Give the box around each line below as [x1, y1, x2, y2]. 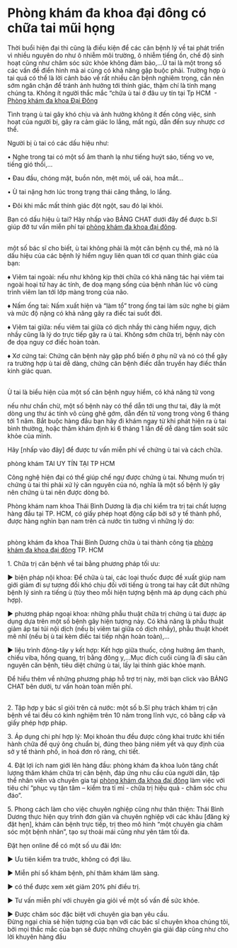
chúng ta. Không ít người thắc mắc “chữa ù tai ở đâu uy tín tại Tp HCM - [7, 89, 217, 97]
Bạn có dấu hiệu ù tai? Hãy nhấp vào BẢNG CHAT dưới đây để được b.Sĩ [7, 215, 217, 223]
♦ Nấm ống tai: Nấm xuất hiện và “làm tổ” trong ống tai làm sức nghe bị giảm [7, 301, 230, 310]
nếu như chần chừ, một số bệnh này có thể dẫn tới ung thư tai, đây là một [7, 401, 221, 410]
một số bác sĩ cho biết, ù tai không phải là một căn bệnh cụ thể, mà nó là [7, 243, 219, 252]
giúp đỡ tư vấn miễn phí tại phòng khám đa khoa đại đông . [7, 222, 178, 231]
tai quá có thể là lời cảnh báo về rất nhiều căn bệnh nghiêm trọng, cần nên [7, 73, 224, 82]
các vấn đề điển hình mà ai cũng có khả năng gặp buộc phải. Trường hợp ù [7, 66, 226, 74]
